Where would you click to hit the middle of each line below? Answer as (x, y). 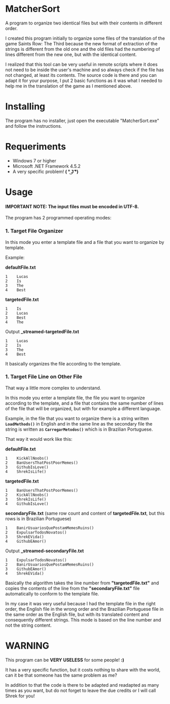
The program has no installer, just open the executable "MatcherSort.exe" (82, 121)
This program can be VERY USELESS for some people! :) (65, 660)
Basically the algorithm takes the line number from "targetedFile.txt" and (82, 583)
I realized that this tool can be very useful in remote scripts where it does (81, 64)
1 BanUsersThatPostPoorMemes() (42, 490)
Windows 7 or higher (35, 160)
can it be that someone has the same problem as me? (61, 675)
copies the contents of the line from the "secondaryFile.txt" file (73, 588)
